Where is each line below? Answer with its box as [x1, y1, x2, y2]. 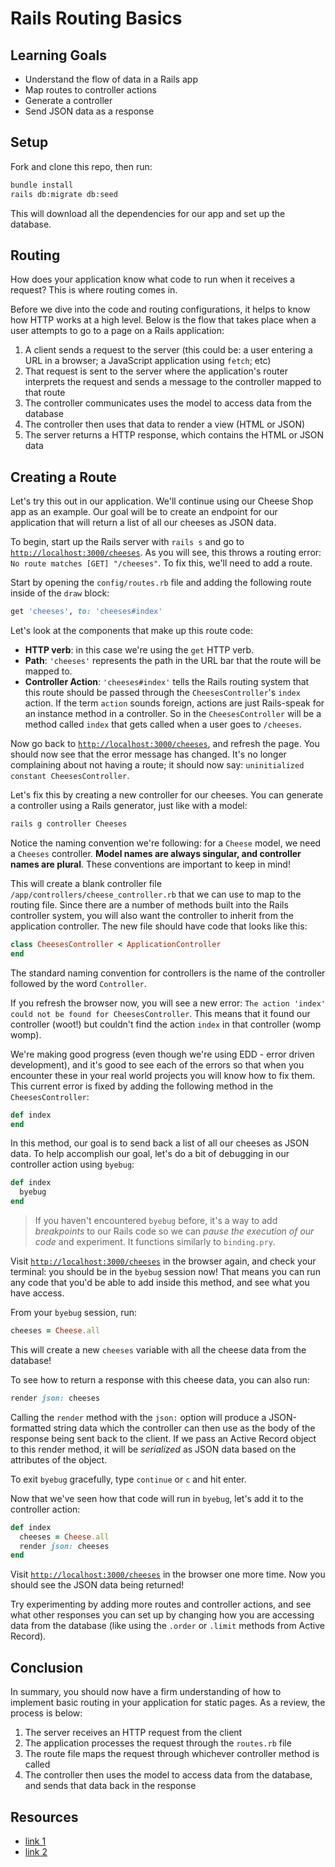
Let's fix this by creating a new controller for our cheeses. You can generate [10, 789, 324, 801]
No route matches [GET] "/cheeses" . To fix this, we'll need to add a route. [10, 557, 313, 569]
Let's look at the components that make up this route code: [10, 625, 254, 637]
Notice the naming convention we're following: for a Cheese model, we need [10, 837, 322, 849]
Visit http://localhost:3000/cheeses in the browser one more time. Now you [10, 1568, 326, 1581]
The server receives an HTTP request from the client [24, 1727, 243, 1739]
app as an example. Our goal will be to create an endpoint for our [10, 506, 278, 518]
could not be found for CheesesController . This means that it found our [10, 1007, 311, 1019]
